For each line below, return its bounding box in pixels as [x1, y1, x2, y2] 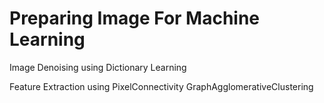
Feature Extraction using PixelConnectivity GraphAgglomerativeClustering [9, 80, 314, 92]
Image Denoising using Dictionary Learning [9, 61, 187, 73]
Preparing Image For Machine [9, 7, 261, 30]
